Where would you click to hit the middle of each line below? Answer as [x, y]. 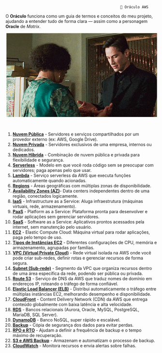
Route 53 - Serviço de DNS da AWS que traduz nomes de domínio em [82, 278]
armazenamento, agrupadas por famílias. [53, 248]
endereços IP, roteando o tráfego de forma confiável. [65, 284]
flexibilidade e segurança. [38, 160]
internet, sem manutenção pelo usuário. [52, 227]
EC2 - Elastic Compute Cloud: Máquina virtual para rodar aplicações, [81, 232]
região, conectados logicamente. [45, 196]
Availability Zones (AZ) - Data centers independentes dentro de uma [81, 191]
